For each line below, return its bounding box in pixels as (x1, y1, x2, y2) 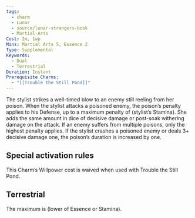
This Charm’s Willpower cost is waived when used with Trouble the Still (6, 166, 178, 173)
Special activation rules (6, 151, 94, 161)
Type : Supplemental (6, 47, 54, 53)
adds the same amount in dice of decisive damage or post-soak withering (6, 115, 185, 121)
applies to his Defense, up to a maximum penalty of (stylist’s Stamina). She (6, 108, 187, 115)
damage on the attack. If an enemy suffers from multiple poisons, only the (6, 121, 185, 128)
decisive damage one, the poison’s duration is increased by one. (6, 134, 162, 140)
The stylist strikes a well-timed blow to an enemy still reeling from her (6, 96, 174, 103)
